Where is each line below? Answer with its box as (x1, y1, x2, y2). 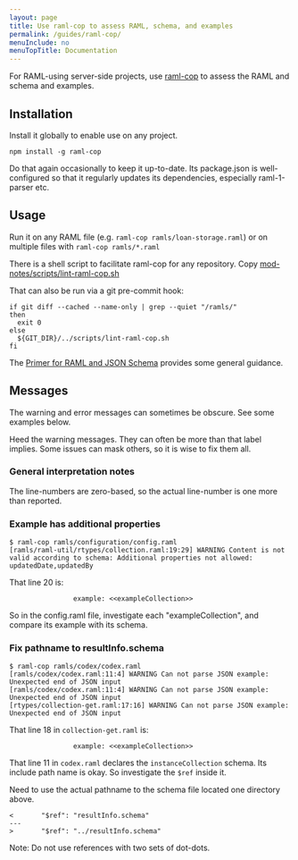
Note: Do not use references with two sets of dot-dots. (9, 842, 211, 854)
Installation (9, 106, 73, 122)
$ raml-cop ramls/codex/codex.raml (9, 662, 142, 671)
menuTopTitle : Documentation (9, 46, 118, 55)
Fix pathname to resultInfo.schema (9, 642, 165, 654)
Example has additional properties (9, 518, 161, 530)
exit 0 (17, 318, 42, 327)
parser (9, 181, 34, 192)
